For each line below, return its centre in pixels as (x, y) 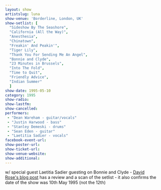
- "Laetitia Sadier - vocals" (38, 136)
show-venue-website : (26, 154)
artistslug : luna (23, 14)
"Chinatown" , (23, 41)
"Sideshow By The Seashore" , (39, 28)
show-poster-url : (23, 145)
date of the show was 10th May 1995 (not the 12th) (55, 182)
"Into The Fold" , (27, 68)
